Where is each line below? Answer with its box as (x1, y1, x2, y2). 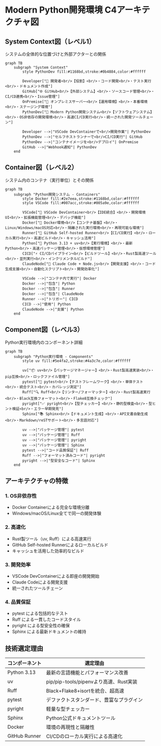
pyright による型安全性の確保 (12, 623, 70, 629)
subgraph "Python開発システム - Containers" (14, 192, 101, 197)
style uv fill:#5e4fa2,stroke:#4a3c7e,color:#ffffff (22, 358, 131, 363)
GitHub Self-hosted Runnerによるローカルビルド (12, 542, 109, 548)
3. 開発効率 (5, 561, 31, 568)
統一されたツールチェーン (12, 585, 63, 591)
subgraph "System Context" (14, 65, 68, 70)
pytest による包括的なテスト (12, 611, 69, 616)
